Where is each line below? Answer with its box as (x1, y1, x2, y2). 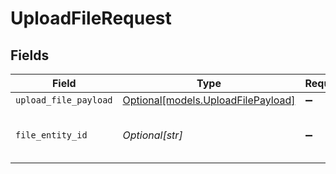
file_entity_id (15, 130, 88, 141)
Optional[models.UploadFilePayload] (122, 93, 296, 107)
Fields (10, 47, 50, 64)
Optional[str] (122, 128, 183, 142)
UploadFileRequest (10, 7, 172, 30)
